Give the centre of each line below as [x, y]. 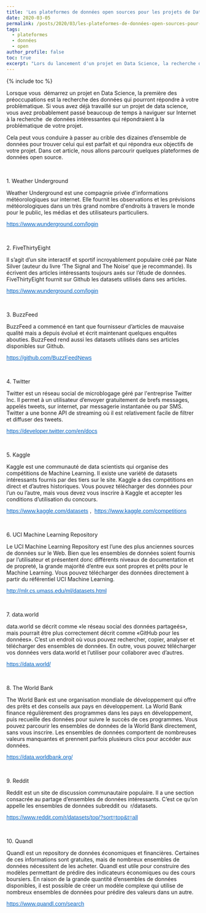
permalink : [20, 23]
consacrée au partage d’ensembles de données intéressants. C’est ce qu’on [102, 799]
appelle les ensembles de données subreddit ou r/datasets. [82, 805]
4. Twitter [18, 381]
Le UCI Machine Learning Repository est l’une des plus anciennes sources [100, 546]
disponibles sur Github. [36, 346]
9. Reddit [18, 780]
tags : [13, 29]
